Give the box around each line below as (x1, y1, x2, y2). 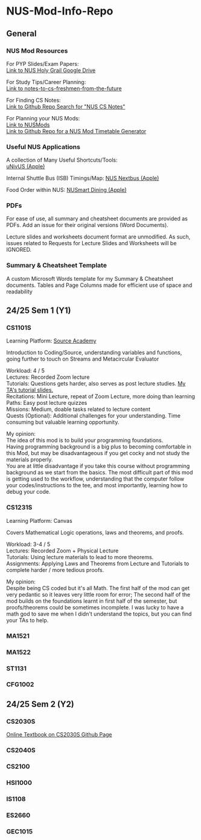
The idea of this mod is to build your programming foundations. (6, 437, 164, 444)
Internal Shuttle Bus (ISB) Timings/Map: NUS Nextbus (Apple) (6, 174, 159, 182)
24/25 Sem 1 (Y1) (6, 306, 71, 316)
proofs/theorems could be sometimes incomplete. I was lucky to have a (6, 603, 184, 611)
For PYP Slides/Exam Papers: (6, 60, 79, 67)
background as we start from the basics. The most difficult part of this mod (6, 469, 193, 476)
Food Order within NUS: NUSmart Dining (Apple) (6, 186, 127, 194)
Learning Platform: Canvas (6, 517, 72, 524)
